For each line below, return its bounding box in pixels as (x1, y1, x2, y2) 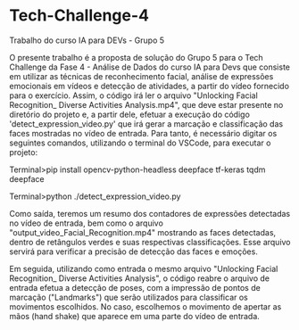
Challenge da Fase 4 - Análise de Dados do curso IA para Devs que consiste (9, 62, 291, 72)
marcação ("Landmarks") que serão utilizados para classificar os (9, 292, 248, 302)
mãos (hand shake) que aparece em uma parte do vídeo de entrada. (9, 310, 261, 321)
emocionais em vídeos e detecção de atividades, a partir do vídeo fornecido (9, 80, 290, 91)
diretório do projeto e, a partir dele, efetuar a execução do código (9, 109, 250, 120)
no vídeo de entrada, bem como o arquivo (9, 218, 163, 228)
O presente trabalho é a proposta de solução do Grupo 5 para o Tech (9, 52, 263, 62)
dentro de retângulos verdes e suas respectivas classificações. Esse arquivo (9, 236, 292, 247)
